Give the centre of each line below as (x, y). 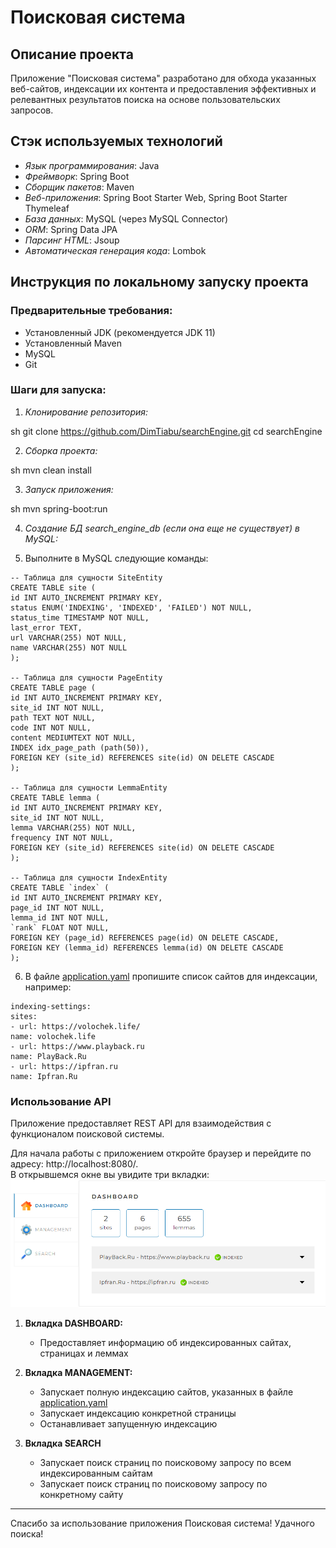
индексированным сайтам (96, 1473)
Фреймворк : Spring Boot (77, 176)
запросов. (32, 110)
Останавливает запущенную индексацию (128, 1424)
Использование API (61, 1101)
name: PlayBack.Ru (48, 1056)
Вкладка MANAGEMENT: (78, 1373)
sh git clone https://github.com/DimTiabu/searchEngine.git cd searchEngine (166, 431)
